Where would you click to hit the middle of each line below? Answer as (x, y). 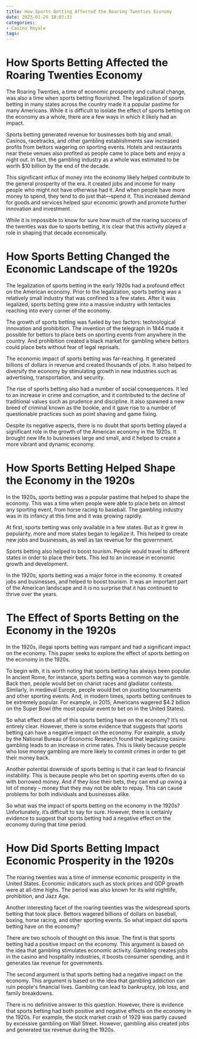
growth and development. (37, 564)
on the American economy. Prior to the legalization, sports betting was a (94, 292)
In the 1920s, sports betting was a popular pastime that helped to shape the (98, 497)
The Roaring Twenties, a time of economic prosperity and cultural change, (96, 92)
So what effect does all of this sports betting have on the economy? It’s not (97, 720)
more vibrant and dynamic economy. (51, 444)
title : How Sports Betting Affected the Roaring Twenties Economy (89, 12)
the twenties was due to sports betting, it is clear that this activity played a (96, 227)
